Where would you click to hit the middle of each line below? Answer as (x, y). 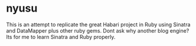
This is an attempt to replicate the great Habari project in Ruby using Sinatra (98, 24)
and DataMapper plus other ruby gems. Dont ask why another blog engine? (98, 30)
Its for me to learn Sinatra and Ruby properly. (61, 37)
